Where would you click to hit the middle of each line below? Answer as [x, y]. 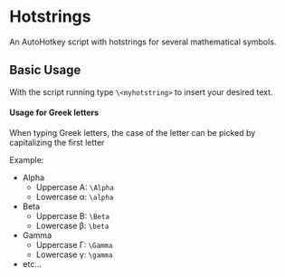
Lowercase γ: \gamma [74, 254]
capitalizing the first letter [57, 142]
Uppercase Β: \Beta [73, 215]
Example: [27, 159]
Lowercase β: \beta [72, 225]
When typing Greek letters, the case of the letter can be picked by [133, 132]
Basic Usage [45, 70]
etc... [32, 263]
